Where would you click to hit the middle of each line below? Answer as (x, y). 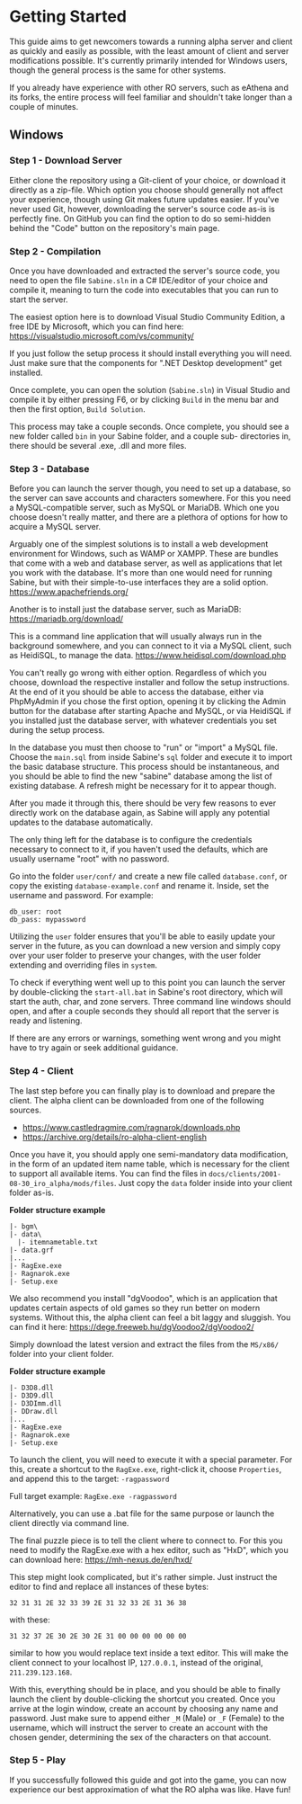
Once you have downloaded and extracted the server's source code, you (145, 271)
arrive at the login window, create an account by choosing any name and (144, 1708)
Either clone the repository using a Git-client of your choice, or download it (147, 180)
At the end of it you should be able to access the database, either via (137, 692)
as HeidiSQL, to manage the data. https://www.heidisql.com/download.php (148, 656)
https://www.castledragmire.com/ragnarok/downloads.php (131, 1127)
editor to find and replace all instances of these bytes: (109, 1586)
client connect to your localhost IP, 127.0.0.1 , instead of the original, (136, 1662)
